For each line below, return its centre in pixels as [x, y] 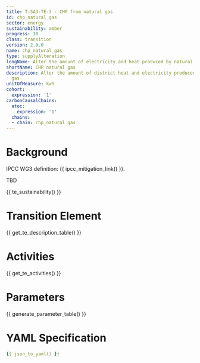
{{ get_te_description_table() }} [44, 233]
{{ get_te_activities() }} [34, 273]
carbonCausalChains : [32, 100]
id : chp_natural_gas [32, 17]
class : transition [29, 39]
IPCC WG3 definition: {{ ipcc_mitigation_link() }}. [65, 169]
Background [37, 152]
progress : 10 [22, 34]
